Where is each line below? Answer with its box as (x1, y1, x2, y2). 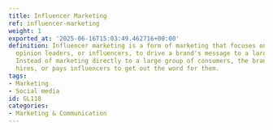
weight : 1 (8, 27, 42, 35)
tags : (8, 72, 27, 80)
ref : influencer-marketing (8, 19, 100, 27)
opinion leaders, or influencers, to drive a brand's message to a (15, 49, 249, 57)
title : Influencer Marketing (8, 11, 107, 20)
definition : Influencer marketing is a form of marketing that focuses (8, 42, 256, 50)
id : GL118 (8, 94, 42, 103)
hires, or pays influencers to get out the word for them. (15, 65, 220, 73)
